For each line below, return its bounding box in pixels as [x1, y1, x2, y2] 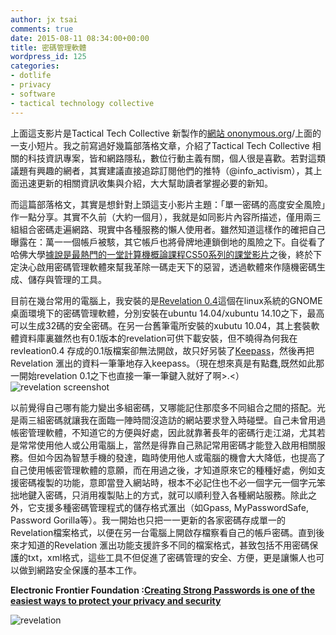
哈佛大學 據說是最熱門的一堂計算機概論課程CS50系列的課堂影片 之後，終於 [10, 248, 314, 260]
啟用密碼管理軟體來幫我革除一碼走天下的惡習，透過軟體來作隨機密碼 [36, 261, 317, 273]
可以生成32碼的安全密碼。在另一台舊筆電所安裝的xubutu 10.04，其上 [10, 319, 294, 331]
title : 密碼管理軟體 [10, 42, 87, 53]
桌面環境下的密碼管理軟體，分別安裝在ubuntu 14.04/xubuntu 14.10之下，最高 [10, 307, 325, 319]
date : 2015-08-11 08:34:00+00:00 [10, 33, 150, 43]
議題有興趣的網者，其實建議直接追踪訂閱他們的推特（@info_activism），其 [10, 164, 314, 176]
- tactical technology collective [10, 98, 155, 108]
